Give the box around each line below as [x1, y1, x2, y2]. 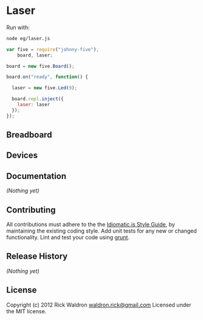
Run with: [6, 24, 30, 31]
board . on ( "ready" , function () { [6, 74, 88, 80]
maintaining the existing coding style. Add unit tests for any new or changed [6, 227, 197, 234]
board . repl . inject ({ [12, 96, 64, 102]
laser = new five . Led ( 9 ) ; [12, 85, 78, 91]
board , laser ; [17, 52, 53, 58]
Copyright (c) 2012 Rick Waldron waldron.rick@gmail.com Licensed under [6, 301, 191, 308]
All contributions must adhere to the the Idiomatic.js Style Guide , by [6, 221, 175, 228]
